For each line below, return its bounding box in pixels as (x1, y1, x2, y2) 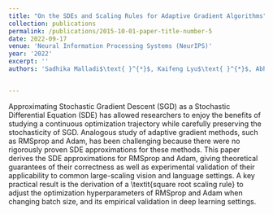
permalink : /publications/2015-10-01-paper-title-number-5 (8, 27, 213, 35)
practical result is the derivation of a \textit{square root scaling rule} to (8, 179, 244, 189)
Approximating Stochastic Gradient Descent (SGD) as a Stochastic (8, 101, 231, 111)
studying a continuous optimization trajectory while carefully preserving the (8, 119, 262, 129)
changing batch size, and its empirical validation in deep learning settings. (8, 196, 257, 206)
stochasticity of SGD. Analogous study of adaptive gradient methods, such (8, 127, 258, 137)
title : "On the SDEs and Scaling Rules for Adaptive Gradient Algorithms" (8, 11, 267, 20)
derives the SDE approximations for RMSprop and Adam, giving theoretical (8, 153, 258, 163)
